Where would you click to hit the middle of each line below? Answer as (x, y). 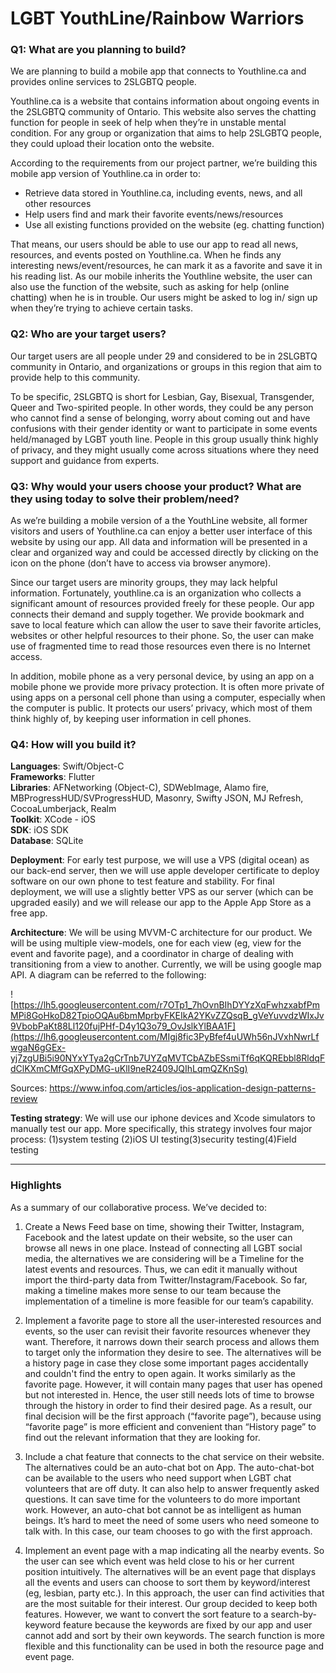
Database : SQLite (47, 841)
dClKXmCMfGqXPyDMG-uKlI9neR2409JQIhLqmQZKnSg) (129, 1069)
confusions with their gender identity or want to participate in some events (164, 428)
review (24, 1099)
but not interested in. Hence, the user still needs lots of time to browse (169, 1394)
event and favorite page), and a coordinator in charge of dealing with (152, 954)
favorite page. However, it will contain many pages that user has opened (173, 1384)
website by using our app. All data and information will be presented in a (159, 542)
